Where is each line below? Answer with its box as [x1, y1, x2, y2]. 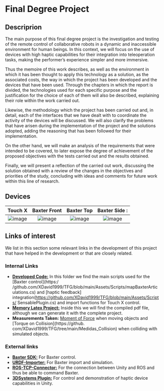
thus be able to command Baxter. [12, 370, 79, 376]
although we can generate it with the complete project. [12, 310, 123, 316]
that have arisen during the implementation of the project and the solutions [5, 123, 156, 129]
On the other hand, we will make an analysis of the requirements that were [5, 143, 155, 148]
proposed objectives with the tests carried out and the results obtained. [5, 153, 149, 159]
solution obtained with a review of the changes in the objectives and [5, 168, 143, 174]
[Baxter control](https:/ [12, 279, 59, 285]
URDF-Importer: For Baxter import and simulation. [12, 360, 114, 365]
